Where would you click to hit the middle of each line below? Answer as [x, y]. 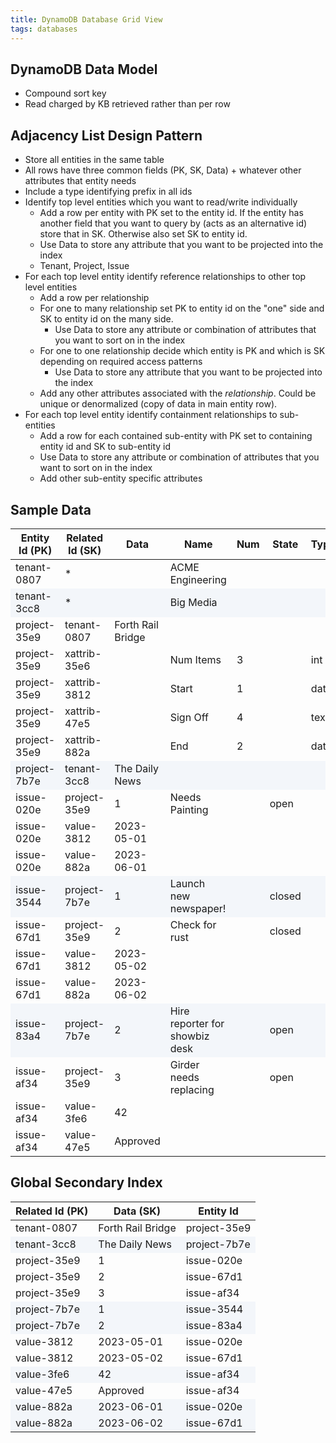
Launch [187, 883]
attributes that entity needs [80, 181]
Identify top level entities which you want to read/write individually [161, 202]
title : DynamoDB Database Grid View [86, 19]
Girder [184, 1064]
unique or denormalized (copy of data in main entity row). [158, 404]
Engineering [198, 579]
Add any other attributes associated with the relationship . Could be [178, 393]
